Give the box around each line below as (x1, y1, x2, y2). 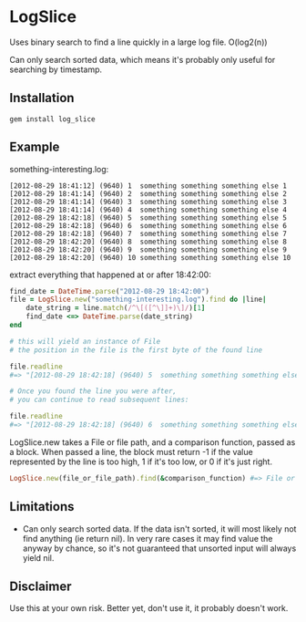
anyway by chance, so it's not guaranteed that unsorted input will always (22, 543, 297, 554)
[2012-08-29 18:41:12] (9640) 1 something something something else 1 (9, 181, 287, 191)
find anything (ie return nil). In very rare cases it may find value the (22, 533, 273, 544)
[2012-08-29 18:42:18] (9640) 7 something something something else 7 (9, 229, 287, 238)
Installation (9, 90, 75, 106)
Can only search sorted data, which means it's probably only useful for (9, 54, 276, 65)
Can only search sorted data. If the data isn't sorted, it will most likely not (22, 523, 297, 534)
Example (9, 140, 60, 155)
